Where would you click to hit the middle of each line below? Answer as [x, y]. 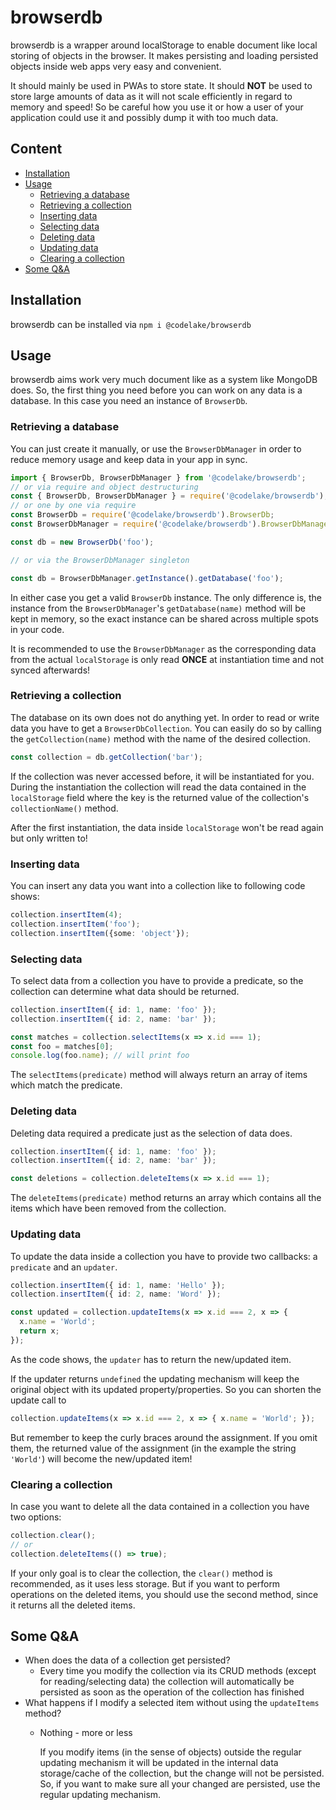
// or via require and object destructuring [104, 487]
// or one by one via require [73, 506]
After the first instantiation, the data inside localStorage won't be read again [167, 827]
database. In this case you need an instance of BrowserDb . [129, 401]
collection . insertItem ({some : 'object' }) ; [100, 933]
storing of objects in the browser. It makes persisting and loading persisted [164, 55]
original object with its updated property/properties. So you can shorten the [166, 1389]
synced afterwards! [50, 670]
